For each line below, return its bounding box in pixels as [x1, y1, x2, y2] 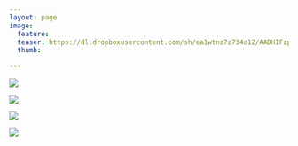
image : [9, 21, 34, 30]
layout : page [9, 12, 58, 22]
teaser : [17, 37, 46, 47]
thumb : [17, 46, 42, 55]
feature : [17, 29, 50, 38]
